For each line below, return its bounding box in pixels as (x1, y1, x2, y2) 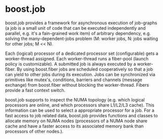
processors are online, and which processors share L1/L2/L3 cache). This (5, 102, 155, 108)
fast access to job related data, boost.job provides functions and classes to (5, 112, 158, 118)
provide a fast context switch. (5, 87, 66, 93)
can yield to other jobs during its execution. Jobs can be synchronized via (5, 71, 156, 77)
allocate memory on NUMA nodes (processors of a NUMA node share (5, 118, 148, 124)
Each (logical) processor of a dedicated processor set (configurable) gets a (5, 50, 159, 56)
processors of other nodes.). (5, 128, 64, 134)
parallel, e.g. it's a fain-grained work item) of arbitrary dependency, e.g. (5, 30, 151, 36)
